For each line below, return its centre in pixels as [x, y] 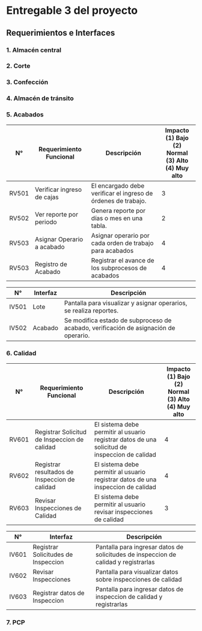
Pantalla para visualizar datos [137, 572]
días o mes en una [117, 218]
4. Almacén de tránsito [40, 98]
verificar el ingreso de [122, 193]
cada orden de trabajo [122, 243]
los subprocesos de [119, 268]
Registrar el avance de [123, 260]
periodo [46, 222]
